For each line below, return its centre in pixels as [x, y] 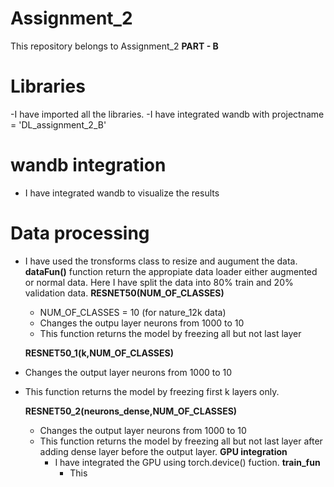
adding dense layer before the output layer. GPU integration [163, 451]
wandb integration [88, 165]
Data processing [80, 233]
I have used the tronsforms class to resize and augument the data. [161, 261]
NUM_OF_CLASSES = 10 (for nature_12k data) [133, 312]
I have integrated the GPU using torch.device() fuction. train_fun [187, 462]
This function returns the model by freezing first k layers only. [152, 391]
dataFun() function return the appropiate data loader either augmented [171, 271]
